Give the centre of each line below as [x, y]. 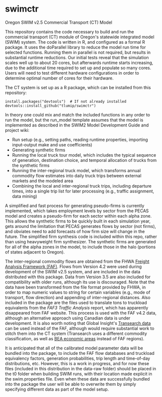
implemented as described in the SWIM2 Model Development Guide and [77, 125]
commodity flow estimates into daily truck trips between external [77, 175]
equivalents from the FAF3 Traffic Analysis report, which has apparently [77, 308]
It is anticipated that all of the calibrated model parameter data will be [74, 348]
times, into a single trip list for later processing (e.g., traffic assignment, [83, 191]
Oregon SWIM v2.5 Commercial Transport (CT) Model [59, 22]
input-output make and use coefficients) [52, 144]
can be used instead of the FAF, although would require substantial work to [80, 328]
